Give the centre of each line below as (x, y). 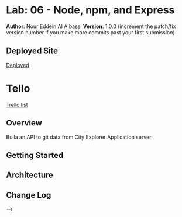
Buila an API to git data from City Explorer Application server (79, 137)
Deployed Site (32, 51)
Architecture (30, 175)
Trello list (17, 104)
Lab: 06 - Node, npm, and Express (90, 10)
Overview (24, 123)
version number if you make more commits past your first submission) (90, 32)
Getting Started (35, 155)
